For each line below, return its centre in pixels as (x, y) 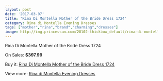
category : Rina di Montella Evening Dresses (51, 23)
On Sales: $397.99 (24, 55)
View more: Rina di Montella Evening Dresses (50, 74)
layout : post (18, 9)
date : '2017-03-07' (25, 14)
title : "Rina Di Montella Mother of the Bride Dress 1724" (66, 18)
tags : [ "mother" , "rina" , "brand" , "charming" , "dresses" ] (62, 27)
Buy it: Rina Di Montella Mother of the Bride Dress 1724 (60, 64)
